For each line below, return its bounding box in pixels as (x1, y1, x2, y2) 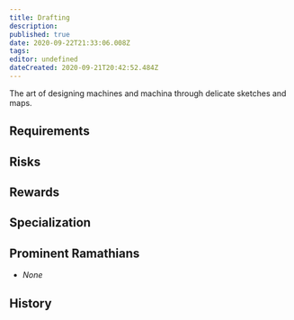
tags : (9, 47, 30, 56)
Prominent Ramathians (9, 245, 140, 261)
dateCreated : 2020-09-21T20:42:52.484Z (9, 64, 159, 73)
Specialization (9, 215, 92, 230)
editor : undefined (9, 55, 78, 64)
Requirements (9, 123, 90, 139)
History (9, 296, 52, 311)
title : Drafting (9, 13, 70, 22)
